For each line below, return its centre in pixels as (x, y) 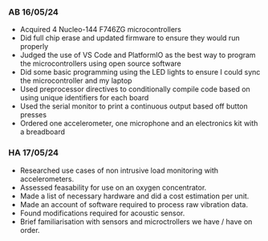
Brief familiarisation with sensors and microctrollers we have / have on (136, 221)
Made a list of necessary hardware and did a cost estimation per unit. (134, 196)
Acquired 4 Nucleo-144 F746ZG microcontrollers (101, 30)
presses (33, 115)
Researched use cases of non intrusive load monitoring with (119, 170)
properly (34, 47)
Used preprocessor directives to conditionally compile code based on (135, 89)
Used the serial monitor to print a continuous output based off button (134, 106)
